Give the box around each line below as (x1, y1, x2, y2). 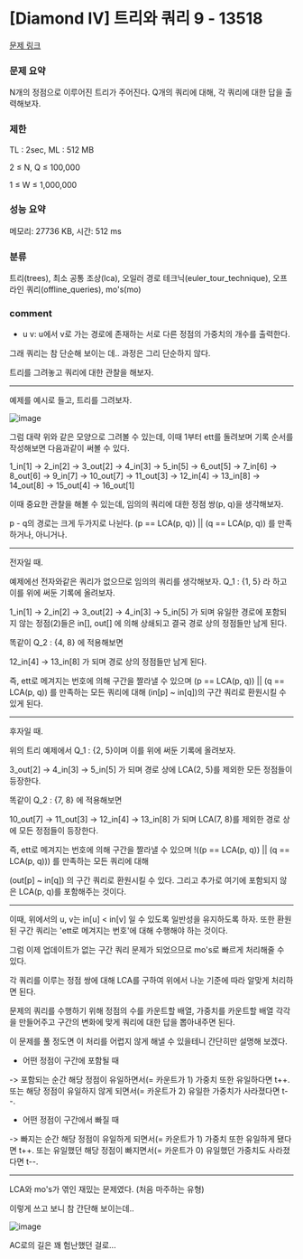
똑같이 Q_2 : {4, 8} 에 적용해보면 (9, 637, 124, 648)
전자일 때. (9, 557, 43, 568)
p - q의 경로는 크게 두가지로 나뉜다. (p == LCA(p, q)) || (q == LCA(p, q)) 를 (9, 518, 276, 529)
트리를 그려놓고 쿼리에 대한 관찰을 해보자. (9, 367, 154, 378)
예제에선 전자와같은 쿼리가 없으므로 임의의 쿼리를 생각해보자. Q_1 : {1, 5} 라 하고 (9, 576, 288, 587)
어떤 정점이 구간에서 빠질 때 (22, 1114, 120, 1125)
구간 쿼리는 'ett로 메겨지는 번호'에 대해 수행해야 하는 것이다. (18, 925, 228, 936)
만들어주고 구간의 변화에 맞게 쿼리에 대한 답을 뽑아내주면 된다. (18, 1017, 236, 1028)
